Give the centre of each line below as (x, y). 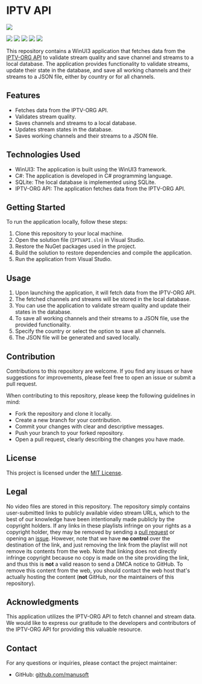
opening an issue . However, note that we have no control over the (88, 538)
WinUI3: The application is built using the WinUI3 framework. (91, 169)
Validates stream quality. (46, 116)
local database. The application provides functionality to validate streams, (98, 63)
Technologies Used (43, 155)
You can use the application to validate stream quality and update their (103, 306)
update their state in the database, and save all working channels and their (99, 70)
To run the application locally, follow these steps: (67, 222)
